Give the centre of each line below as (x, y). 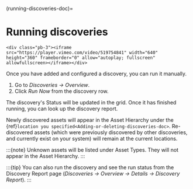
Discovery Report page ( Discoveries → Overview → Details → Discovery (93, 173)
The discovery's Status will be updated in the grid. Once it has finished (91, 102)
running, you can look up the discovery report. (62, 108)
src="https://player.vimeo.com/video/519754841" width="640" (82, 52)
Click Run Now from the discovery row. (61, 91)
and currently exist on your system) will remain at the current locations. (92, 138)
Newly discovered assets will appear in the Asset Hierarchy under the (90, 120)
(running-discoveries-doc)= (40, 8)
